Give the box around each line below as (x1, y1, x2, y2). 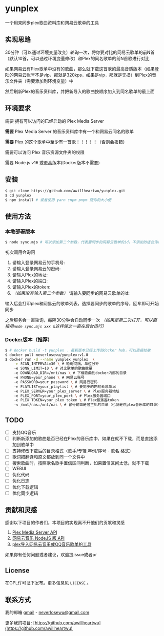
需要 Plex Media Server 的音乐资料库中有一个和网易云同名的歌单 (5, 128, 134, 134)
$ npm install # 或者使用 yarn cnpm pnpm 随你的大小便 (5, 197, 112, 203)
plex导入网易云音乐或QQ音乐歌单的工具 (12, 541, 92, 548)
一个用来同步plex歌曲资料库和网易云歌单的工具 (5, 20, 99, 25)
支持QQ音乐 (12, 430, 37, 436)
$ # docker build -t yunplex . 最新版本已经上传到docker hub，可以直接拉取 (5, 348, 151, 352)
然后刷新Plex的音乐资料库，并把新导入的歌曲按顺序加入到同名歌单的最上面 (5, 88, 155, 94)
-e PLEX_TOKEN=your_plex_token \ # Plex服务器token (14, 398, 119, 403)
